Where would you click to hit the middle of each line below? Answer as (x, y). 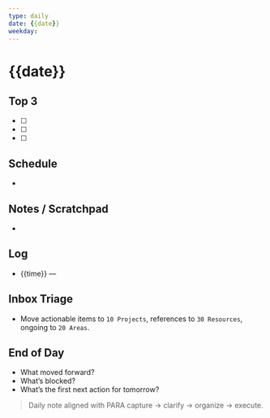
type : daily (28, 16)
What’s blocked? (47, 381)
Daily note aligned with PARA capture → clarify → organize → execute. (146, 405)
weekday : (23, 31)
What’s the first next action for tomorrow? (90, 390)
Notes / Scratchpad (59, 209)
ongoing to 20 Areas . (55, 327)
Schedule (33, 163)
